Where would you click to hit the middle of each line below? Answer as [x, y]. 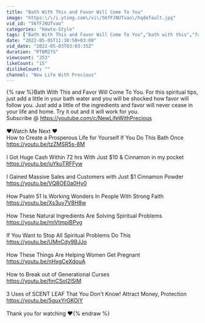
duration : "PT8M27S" [33, 52]
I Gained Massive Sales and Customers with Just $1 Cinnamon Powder [95, 177]
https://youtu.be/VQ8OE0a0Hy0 [47, 183]
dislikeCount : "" [28, 69]
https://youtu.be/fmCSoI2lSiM [44, 281]
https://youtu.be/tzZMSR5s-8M [46, 144]
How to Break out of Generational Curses [58, 275]
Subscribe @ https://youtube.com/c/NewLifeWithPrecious [79, 118]
